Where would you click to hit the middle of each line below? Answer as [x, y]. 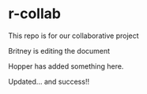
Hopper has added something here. [66, 66]
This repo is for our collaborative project [74, 36]
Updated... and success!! [49, 81]
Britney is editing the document [59, 51]
